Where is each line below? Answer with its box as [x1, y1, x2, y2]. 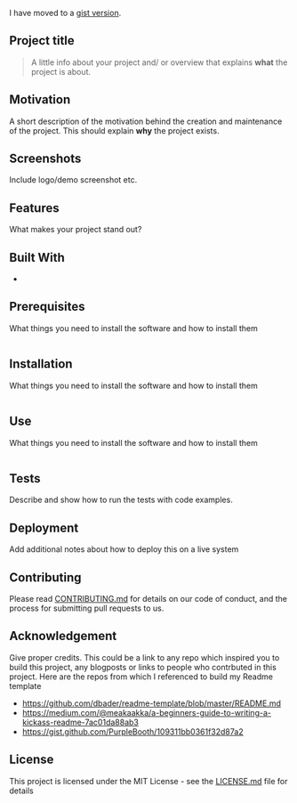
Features [9, 200, 60, 215]
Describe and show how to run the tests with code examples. [9, 494, 233, 506]
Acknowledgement [9, 629, 117, 644]
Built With [9, 249, 65, 265]
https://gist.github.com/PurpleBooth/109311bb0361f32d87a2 [21, 726, 244, 737]
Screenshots [9, 151, 82, 166]
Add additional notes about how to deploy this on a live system [9, 544, 239, 555]
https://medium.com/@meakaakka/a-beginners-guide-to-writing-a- [21, 707, 271, 718]
